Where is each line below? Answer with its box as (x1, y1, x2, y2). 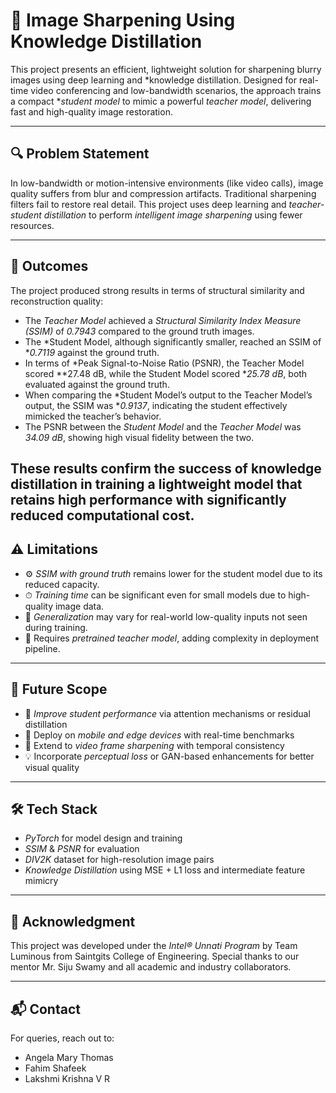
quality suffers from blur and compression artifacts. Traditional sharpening (10, 187, 317, 199)
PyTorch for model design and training (24, 832, 183, 844)
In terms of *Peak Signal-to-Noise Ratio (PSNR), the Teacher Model (24, 357, 305, 369)
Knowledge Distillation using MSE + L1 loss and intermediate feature (24, 864, 306, 876)
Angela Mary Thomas (24, 1052, 114, 1064)
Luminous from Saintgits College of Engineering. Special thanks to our (10, 950, 300, 963)
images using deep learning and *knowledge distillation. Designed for (10, 74, 297, 86)
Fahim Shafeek (24, 1062, 87, 1074)
